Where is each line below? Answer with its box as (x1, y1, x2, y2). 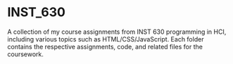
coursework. (7, 50, 44, 58)
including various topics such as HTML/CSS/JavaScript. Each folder (7, 34, 204, 43)
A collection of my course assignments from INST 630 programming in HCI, (7, 27, 227, 36)
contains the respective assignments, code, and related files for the (7, 42, 203, 51)
